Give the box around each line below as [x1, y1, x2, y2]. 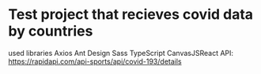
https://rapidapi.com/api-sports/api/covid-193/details [8, 57, 182, 66]
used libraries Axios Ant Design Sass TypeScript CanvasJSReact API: [8, 48, 234, 57]
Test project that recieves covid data [8, 6, 254, 24]
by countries [8, 22, 93, 40]
